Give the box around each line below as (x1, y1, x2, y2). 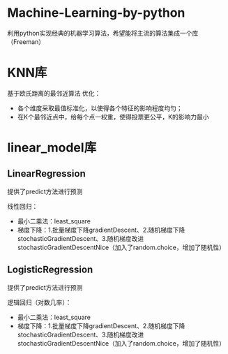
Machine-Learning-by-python (7, 5, 185, 21)
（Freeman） (7, 37, 45, 46)
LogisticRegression (7, 264, 93, 276)
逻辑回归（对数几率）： (7, 298, 72, 307)
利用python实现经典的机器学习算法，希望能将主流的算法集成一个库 (7, 29, 199, 37)
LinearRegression (7, 168, 86, 179)
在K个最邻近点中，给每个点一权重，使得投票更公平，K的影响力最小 (17, 112, 209, 121)
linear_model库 (7, 140, 97, 156)
